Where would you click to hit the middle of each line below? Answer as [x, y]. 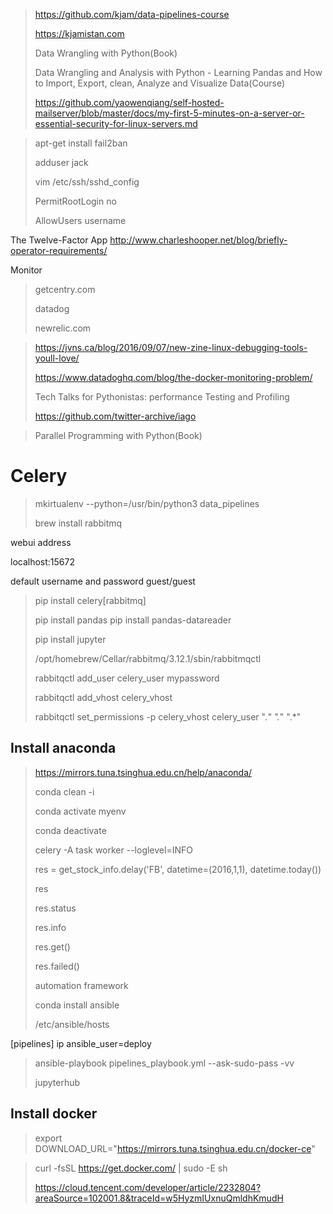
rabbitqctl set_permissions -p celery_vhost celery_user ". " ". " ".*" [168, 716]
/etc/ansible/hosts [72, 1024]
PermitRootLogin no [75, 201]
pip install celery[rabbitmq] [90, 600]
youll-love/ [57, 358]
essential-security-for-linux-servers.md [116, 123]
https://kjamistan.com [79, 33]
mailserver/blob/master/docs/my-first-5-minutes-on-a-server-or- [169, 113]
